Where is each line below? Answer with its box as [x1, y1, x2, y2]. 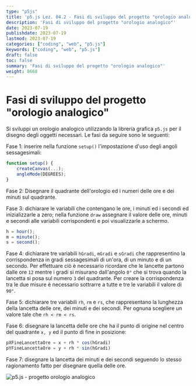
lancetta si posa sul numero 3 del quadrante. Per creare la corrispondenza [6, 275, 184, 282]
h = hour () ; [6, 229, 35, 235]
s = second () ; [6, 239, 41, 246]
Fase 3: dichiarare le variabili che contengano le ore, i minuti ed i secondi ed [6, 205, 189, 212]
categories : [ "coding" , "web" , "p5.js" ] [6, 42, 106, 47]
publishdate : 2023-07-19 [6, 30, 66, 36]
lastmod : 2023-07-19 [6, 36, 57, 42]
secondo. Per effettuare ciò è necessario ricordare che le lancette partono [6, 263, 184, 270]
